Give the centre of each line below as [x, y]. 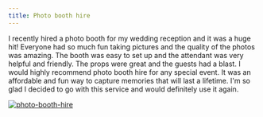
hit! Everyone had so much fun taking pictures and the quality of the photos [132, 47]
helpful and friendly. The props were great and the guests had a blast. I [124, 64]
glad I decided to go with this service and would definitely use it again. [124, 89]
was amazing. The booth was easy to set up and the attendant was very [126, 55]
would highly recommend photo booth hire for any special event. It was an [130, 72]
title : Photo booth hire [49, 16]
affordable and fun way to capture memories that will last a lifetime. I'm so [129, 80]
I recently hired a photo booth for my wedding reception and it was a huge [130, 38]
